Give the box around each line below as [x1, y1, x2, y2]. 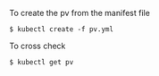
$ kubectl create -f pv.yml [9, 25, 114, 34]
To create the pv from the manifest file [9, 8, 150, 18]
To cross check [9, 40, 66, 51]
